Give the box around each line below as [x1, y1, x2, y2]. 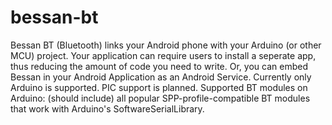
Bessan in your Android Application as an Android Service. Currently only [10, 71, 312, 83]
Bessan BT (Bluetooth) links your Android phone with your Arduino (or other [10, 39, 322, 51]
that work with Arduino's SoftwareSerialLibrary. [10, 102, 205, 115]
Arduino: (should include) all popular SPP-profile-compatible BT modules [10, 92, 311, 104]
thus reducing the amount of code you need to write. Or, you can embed [10, 60, 308, 72]
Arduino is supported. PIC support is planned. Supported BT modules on [10, 81, 308, 93]
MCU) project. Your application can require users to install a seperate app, [10, 49, 317, 61]
